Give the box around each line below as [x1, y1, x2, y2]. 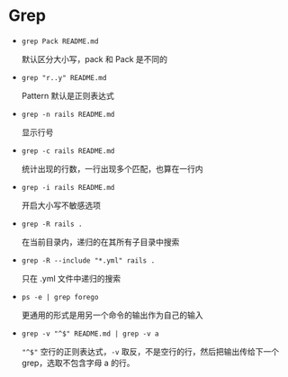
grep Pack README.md [21, 37, 99, 46]
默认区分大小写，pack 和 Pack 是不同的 [21, 53, 168, 64]
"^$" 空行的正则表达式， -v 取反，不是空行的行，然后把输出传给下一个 [21, 346, 280, 356]
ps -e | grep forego [21, 292, 99, 301]
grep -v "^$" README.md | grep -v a [21, 329, 159, 338]
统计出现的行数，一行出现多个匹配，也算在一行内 [21, 163, 203, 174]
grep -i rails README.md [21, 183, 115, 192]
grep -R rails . [21, 220, 83, 229]
